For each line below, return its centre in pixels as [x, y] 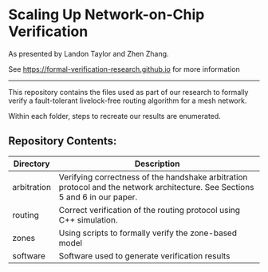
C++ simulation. [88, 219]
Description [157, 164]
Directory [32, 164]
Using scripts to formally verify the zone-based [148, 233]
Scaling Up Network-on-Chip [106, 15]
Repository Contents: [63, 141]
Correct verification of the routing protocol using [150, 210]
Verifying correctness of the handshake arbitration [153, 177]
